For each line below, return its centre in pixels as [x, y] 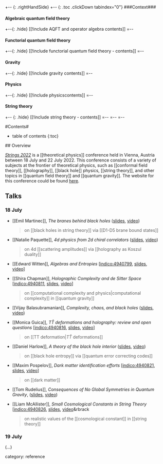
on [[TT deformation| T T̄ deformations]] [63, 337]
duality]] [33, 254]
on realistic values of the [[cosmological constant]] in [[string [85, 419]
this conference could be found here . [42, 181]
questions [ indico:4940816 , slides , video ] [54, 327]
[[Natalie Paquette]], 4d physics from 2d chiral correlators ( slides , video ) [85, 240]
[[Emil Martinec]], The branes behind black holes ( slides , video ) [76, 221]
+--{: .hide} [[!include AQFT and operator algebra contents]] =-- [69, 29]
